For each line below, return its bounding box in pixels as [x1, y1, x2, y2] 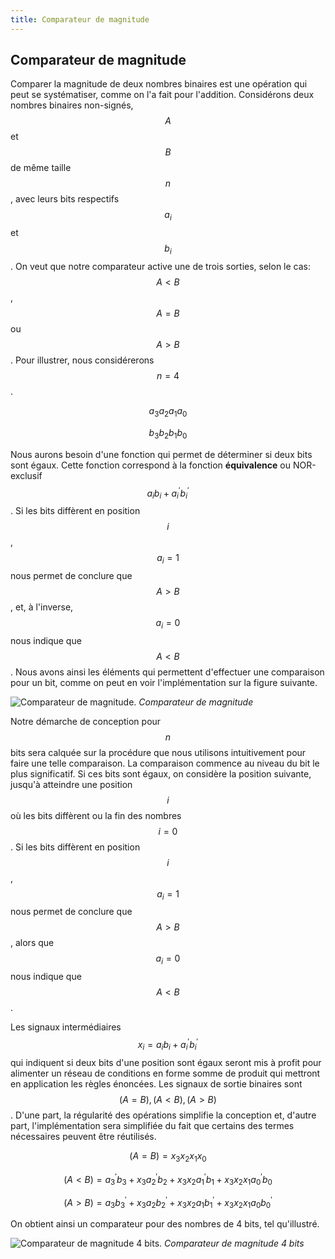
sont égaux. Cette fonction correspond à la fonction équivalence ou [10, 459, 291, 471]
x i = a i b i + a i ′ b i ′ [137, 1037, 199, 1053]
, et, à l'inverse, [10, 601, 74, 613]
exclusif [10, 469, 43, 481]
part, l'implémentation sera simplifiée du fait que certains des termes [10, 1119, 295, 1131]
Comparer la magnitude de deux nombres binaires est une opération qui [10, 78, 308, 90]
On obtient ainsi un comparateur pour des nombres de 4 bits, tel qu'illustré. [10, 1218, 320, 1230]
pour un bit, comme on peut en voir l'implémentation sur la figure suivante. [10, 676, 318, 688]
